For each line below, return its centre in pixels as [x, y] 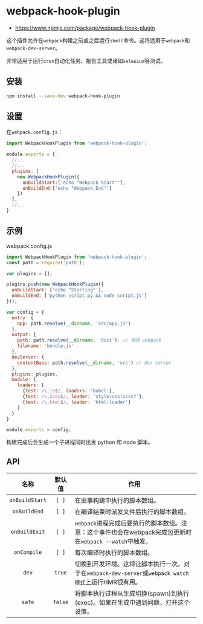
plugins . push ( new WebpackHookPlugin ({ [55, 284]
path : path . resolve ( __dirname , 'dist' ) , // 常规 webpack [89, 340]
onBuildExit [28, 532]
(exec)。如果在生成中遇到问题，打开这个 [132, 603]
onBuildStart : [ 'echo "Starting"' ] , [58, 290]
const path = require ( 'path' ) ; [46, 262]
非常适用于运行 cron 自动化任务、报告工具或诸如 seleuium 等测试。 [86, 60]
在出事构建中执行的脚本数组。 [117, 501]
